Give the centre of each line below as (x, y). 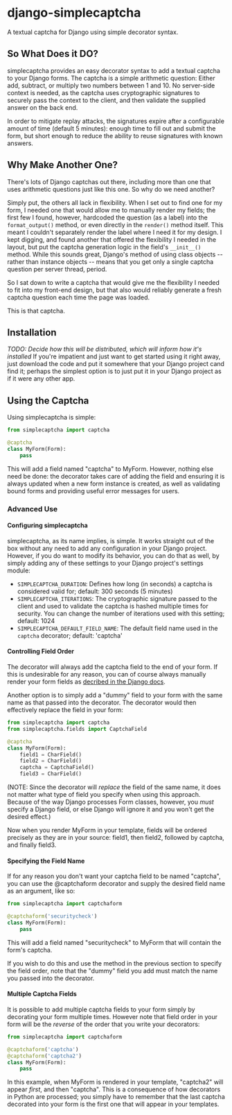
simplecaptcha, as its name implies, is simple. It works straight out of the (111, 540)
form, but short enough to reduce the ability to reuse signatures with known (115, 135)
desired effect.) (29, 817)
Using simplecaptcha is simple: (52, 418)
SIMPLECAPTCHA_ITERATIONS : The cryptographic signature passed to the (117, 598)
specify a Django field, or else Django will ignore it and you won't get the (111, 809)
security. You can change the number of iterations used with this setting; (121, 613)
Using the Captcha (48, 400)
